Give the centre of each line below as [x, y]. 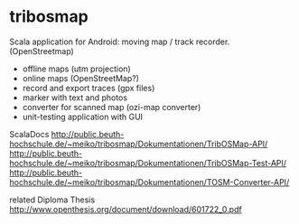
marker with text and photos [75, 98]
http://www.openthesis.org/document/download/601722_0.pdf [126, 209]
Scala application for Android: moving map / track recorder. [120, 42]
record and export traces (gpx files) [89, 88]
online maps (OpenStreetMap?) [81, 78]
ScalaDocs [29, 134]
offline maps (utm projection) [76, 69]
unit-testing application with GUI [82, 117]
